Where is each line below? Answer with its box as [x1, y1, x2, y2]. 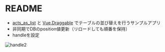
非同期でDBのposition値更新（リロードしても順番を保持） [12, 26, 130, 32]
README [5, 3, 43, 14]
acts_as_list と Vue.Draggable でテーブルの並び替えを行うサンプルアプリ [12, 20, 161, 26]
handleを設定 [12, 32, 40, 38]
